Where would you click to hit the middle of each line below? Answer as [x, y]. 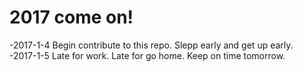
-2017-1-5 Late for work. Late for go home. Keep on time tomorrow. [147, 55]
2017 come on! [71, 17]
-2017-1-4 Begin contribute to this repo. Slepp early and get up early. [151, 45]
